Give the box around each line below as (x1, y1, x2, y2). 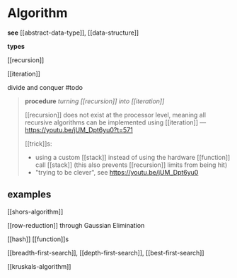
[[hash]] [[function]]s (7, 235, 69, 243)
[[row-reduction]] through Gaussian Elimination (7, 221, 145, 229)
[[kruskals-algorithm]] (7, 262, 71, 270)
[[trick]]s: (24, 139, 52, 148)
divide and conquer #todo (7, 83, 83, 91)
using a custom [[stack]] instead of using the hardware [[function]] (35, 153, 231, 161)
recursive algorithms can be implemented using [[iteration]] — (24, 118, 207, 127)
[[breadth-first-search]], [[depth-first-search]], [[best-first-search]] (7, 248, 204, 257)
